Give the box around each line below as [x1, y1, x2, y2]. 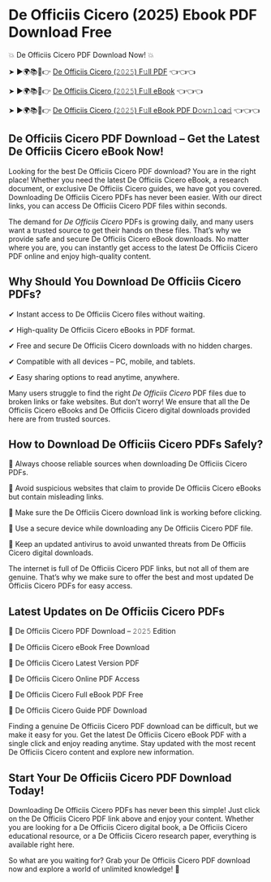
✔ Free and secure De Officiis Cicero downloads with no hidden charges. [8, 340, 253, 351]
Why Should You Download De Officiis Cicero [8, 275, 242, 289]
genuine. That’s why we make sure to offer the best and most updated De [8, 572, 254, 583]
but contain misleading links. [8, 492, 104, 502]
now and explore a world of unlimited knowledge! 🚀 [8, 864, 180, 874]
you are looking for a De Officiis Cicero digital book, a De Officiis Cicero [8, 823, 247, 832]
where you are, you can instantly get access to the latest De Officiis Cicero [8, 242, 258, 252]
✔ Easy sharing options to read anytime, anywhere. [8, 372, 180, 382]
